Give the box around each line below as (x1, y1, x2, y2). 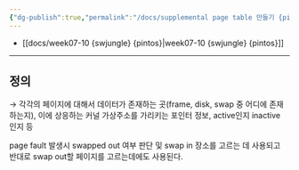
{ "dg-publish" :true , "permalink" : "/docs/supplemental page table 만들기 (9, 12, 275, 22)
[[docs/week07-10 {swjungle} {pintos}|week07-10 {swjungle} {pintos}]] (21, 37, 285, 48)
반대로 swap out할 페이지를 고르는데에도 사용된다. (9, 151, 184, 162)
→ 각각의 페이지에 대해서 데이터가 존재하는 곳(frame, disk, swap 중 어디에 (9, 99, 268, 109)
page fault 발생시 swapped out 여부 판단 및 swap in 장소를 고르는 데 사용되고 (9, 140, 281, 151)
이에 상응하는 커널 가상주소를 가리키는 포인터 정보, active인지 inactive (37, 110, 281, 121)
